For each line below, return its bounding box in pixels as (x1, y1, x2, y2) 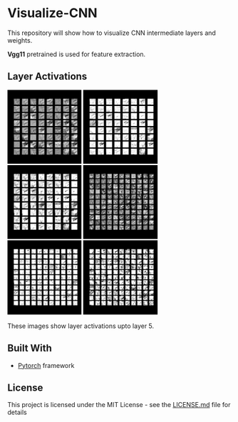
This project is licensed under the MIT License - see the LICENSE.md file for (7, 401, 231, 409)
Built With (7, 342, 52, 354)
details (7, 408, 27, 417)
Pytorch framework (17, 361, 75, 369)
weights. (7, 36, 33, 44)
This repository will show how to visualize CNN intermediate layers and (7, 28, 216, 37)
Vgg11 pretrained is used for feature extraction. (7, 50, 146, 58)
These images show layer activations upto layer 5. (7, 322, 155, 330)
